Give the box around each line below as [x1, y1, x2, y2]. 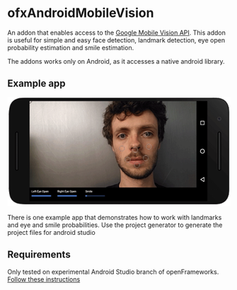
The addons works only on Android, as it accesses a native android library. [7, 57, 225, 65]
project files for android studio [7, 228, 96, 237]
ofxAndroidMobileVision [7, 5, 154, 21]
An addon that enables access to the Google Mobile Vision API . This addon [7, 28, 226, 37]
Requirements [7, 249, 71, 261]
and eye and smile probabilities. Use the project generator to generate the [7, 221, 223, 229]
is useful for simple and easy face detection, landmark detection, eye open [7, 35, 225, 44]
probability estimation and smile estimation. [7, 43, 134, 52]
